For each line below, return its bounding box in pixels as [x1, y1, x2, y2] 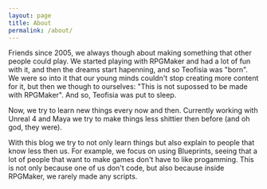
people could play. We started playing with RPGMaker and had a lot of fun [8, 56, 251, 66]
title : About [8, 19, 52, 27]
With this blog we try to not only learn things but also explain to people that [8, 138, 255, 148]
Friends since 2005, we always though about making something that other [8, 48, 253, 58]
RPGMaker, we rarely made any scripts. [8, 172, 138, 181]
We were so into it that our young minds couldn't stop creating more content [8, 73, 259, 83]
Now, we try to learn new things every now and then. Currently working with [8, 106, 258, 115]
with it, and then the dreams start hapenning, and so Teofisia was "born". [8, 65, 249, 75]
